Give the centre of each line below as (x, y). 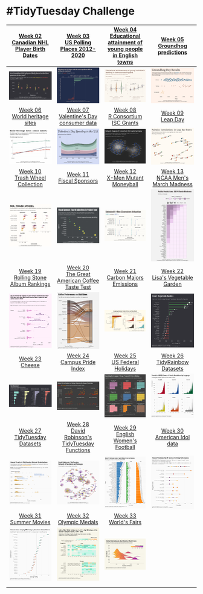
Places (69, 49)
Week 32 (78, 516)
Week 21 (125, 271)
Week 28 (78, 424)
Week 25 (125, 356)
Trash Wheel (31, 178)
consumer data (78, 123)
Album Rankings (30, 284)
